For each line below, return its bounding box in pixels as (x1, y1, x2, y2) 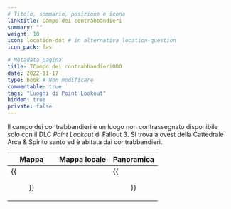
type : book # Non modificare (7, 76, 94, 83)
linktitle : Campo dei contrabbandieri (7, 17, 122, 24)
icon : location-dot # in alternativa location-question (7, 37, 176, 44)
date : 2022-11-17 (7, 69, 59, 77)
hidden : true (7, 96, 46, 103)
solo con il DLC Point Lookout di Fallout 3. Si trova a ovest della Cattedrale (7, 130, 224, 138)
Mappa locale (59, 155, 107, 164)
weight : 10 (7, 30, 40, 38)
